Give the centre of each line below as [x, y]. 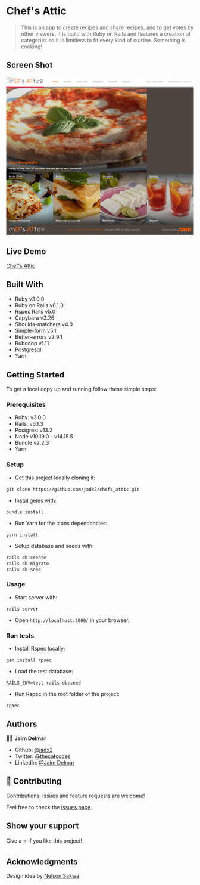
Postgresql [28, 349]
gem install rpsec [29, 660]
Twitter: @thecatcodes [43, 756]
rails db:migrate [28, 564]
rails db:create [26, 558]
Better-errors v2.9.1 [38, 337]
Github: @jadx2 [34, 750]
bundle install [25, 512]
